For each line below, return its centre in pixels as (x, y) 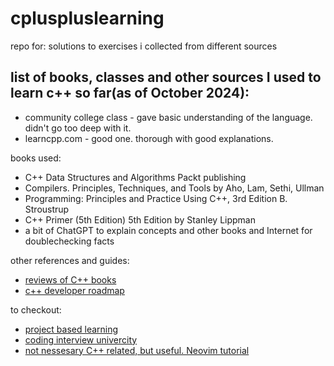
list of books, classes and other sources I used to (166, 77)
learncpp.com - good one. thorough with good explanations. (149, 138)
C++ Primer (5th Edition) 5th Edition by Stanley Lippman (140, 219)
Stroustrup (47, 209)
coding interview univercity (81, 339)
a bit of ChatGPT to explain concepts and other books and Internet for (168, 230)
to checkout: (36, 309)
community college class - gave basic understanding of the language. (168, 117)
